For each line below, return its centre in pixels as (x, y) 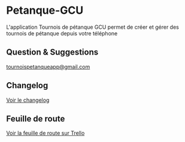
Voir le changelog (28, 100)
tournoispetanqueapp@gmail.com (48, 67)
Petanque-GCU (45, 10)
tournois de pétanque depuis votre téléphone (62, 33)
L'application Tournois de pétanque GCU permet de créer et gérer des (93, 27)
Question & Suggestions (52, 52)
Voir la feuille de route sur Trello (46, 133)
